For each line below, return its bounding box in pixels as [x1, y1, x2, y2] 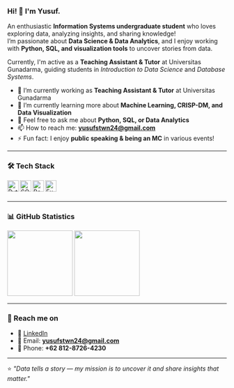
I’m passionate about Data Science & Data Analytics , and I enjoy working [7, 37, 218, 45]
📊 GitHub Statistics [7, 211, 75, 221]
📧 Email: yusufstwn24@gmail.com [17, 336, 120, 345]
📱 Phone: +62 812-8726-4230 [17, 344, 107, 352]
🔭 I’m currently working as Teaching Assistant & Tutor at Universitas [17, 87, 216, 95]
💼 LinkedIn [17, 329, 48, 338]
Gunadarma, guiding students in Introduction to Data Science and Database [7, 66, 226, 74]
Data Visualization [17, 108, 72, 117]
